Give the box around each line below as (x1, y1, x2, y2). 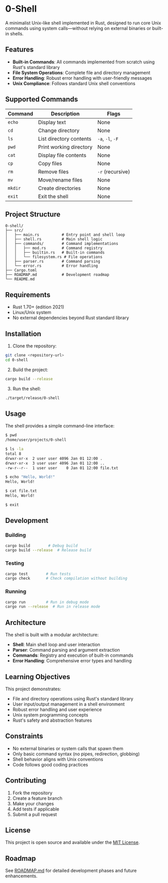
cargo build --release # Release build (5, 548, 92, 553)
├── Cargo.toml (5, 268, 37, 273)
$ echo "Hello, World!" (5, 475, 55, 480)
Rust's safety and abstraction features (12, 717, 92, 723)
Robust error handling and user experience (12, 706, 102, 713)
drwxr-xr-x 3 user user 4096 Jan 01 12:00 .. (5, 461, 105, 466)
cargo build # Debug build (5, 543, 78, 548)
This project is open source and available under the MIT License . (5, 839, 140, 845)
